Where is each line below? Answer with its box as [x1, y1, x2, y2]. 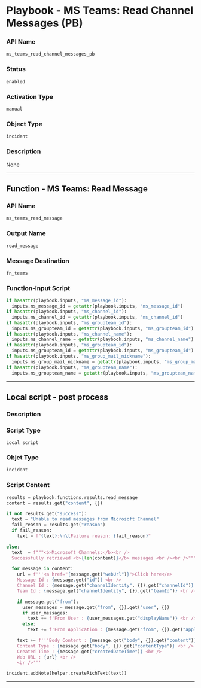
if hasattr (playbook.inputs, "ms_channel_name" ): [6, 331, 133, 337]
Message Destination [6, 257, 70, 265]
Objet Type [6, 453, 39, 462]
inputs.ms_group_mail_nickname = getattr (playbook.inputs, [11, 358, 162, 365]
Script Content [6, 481, 50, 489]
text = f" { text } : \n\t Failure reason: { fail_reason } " [17, 533, 151, 539]
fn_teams [6, 270, 28, 276]
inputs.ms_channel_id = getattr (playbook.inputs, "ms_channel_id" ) [11, 314, 184, 320]
